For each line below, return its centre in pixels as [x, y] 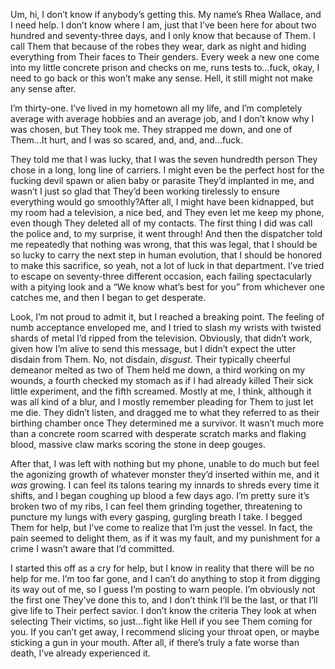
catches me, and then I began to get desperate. [108, 297]
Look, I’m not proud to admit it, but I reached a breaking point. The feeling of [167, 317]
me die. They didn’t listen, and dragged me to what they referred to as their [165, 412]
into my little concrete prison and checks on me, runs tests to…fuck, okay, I [165, 67]
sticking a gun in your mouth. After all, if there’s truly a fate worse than [155, 642]
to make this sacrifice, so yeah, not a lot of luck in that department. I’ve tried [167, 265]
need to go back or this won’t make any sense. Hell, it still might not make [161, 78]
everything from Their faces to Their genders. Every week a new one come [165, 57]
